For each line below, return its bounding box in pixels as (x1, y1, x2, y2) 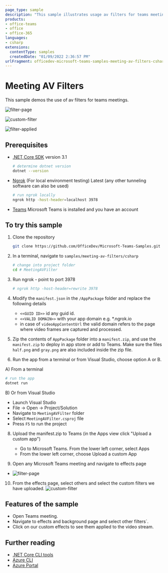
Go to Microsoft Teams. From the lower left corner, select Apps (19, 445, 150, 451)
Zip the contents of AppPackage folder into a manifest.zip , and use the (12, 336, 156, 342)
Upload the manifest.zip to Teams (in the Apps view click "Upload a (12, 430, 151, 436)
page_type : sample (5, 7, 43, 13)
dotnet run (5, 380, 28, 386)
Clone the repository (12, 234, 55, 240)
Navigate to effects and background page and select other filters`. (12, 518, 149, 525)
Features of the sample (5, 500, 78, 508)
